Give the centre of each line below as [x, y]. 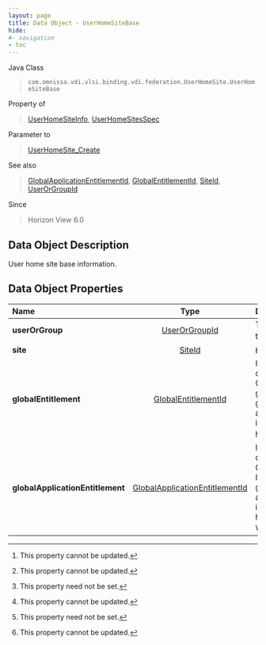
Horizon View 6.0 [56, 220]
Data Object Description [68, 245]
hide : [17, 30]
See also [23, 165]
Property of [27, 104]
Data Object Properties [66, 289]
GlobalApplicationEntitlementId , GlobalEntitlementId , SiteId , [124, 181]
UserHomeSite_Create [64, 150]
